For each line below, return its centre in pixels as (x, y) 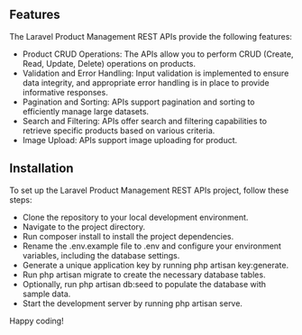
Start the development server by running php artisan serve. (133, 303)
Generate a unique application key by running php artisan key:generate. (156, 265)
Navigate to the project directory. (84, 226)
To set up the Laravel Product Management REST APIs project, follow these (149, 190)
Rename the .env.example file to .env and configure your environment (152, 246)
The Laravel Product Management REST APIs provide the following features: (151, 36)
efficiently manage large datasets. (86, 111)
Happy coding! (37, 321)
